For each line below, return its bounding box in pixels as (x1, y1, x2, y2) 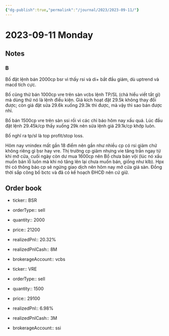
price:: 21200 (12, 227, 40, 233)
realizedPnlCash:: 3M (12, 315, 57, 321)
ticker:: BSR (12, 197, 37, 203)
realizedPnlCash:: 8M (12, 246, 57, 252)
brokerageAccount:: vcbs (12, 256, 66, 263)
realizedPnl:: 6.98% (12, 305, 54, 312)
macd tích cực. (5, 82, 36, 88)
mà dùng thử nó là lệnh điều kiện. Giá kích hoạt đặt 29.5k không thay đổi (5, 97, 156, 103)
